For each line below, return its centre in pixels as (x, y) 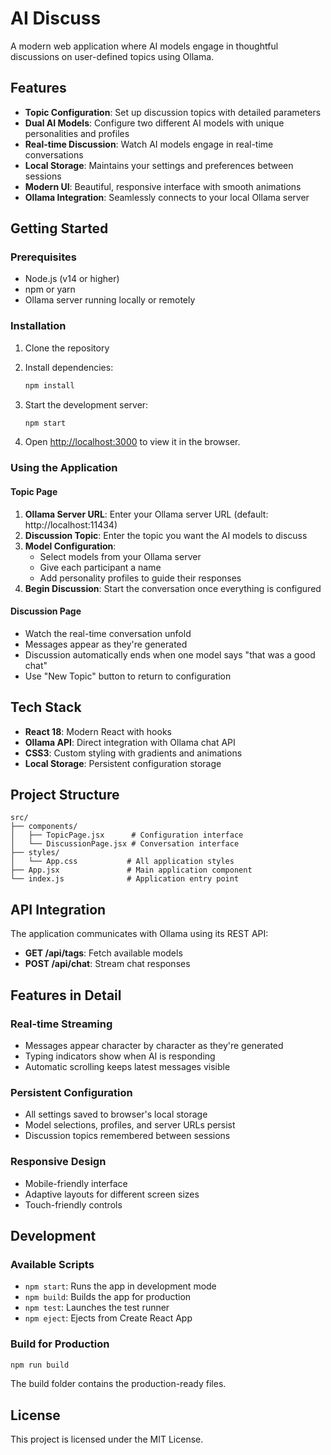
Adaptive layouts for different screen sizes (112, 1194)
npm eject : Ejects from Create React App (108, 1318)
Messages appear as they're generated (106, 644)
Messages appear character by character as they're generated (154, 1045)
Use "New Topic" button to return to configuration (128, 676)
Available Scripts (52, 1264)
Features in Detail (66, 995)
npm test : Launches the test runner (97, 1308)
